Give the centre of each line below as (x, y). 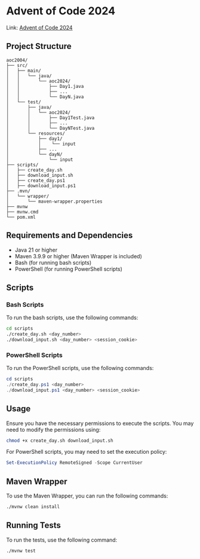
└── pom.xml (21, 217)
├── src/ (17, 65)
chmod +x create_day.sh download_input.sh (60, 441)
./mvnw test (21, 551)
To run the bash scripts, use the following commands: (72, 317)
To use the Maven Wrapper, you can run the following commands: (87, 496)
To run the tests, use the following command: (62, 540)
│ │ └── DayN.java (45, 97)
